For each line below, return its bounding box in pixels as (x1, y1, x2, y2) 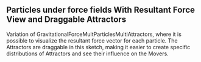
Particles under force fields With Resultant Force (6, 5, 196, 15)
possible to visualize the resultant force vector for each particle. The (6, 36, 178, 44)
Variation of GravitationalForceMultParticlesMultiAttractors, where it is (6, 30, 182, 38)
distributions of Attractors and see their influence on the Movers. (6, 50, 169, 57)
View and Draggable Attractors (6, 15, 127, 25)
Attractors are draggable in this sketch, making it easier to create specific (6, 43, 191, 50)
